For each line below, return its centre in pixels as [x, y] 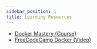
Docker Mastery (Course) [45, 33]
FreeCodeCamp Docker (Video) [53, 40]
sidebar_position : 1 [31, 11]
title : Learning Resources [39, 17]
